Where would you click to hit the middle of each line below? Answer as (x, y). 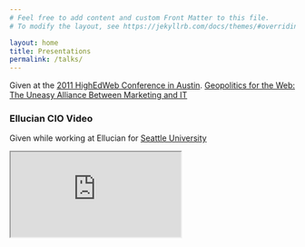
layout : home (34, 43)
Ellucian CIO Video (51, 119)
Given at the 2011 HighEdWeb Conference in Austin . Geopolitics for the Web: (152, 85)
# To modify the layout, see (64, 26)
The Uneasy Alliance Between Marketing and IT (98, 95)
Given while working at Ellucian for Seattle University (108, 138)
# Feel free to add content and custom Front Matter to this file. (140, 18)
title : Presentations (50, 51)
